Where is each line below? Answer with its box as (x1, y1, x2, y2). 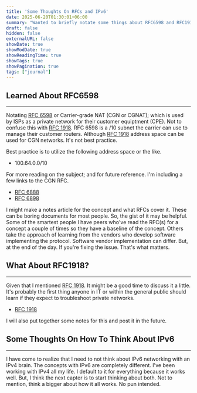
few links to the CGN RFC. (6, 177, 69, 184)
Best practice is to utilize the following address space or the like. (6, 148, 162, 155)
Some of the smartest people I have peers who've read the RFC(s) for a (6, 219, 179, 226)
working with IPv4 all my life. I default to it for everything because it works (6, 368, 185, 375)
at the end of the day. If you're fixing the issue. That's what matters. (6, 244, 170, 251)
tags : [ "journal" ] (6, 69, 51, 75)
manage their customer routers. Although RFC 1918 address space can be (6, 131, 185, 138)
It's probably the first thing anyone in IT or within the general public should (6, 288, 186, 295)
